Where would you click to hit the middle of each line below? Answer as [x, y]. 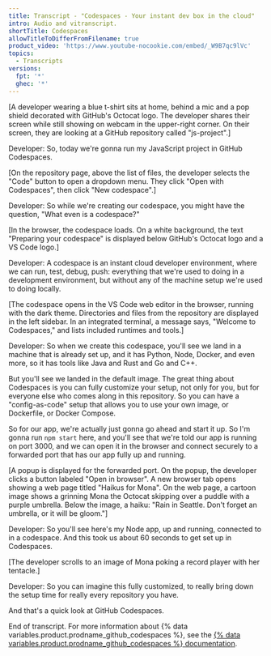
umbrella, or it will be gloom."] [58, 513]
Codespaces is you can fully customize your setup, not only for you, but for [134, 387]
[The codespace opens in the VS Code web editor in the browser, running [131, 304]
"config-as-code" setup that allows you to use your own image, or [119, 404]
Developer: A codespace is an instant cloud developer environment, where [133, 262]
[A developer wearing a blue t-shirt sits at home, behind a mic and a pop [129, 107]
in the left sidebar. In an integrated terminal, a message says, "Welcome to [132, 322]
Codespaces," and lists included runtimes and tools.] [96, 330]
